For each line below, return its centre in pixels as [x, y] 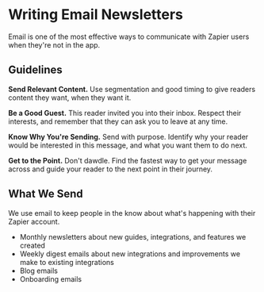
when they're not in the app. [54, 44]
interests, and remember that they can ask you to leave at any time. [118, 121]
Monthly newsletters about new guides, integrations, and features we [133, 236]
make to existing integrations [67, 262]
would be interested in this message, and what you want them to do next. [128, 145]
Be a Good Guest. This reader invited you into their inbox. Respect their [125, 113]
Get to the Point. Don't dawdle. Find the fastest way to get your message [128, 160]
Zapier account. [34, 221]
